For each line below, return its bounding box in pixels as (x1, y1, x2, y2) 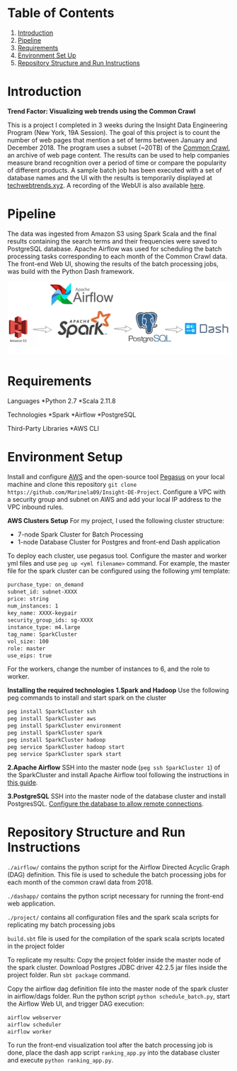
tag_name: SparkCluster (7, 631, 78, 638)
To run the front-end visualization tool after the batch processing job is (7, 1040, 214, 1049)
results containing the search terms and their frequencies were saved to (7, 236, 218, 246)
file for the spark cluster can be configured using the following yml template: (7, 566, 231, 576)
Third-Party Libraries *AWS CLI (7, 424, 100, 433)
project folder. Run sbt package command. (7, 970, 131, 979)
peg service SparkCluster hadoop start (7, 744, 125, 751)
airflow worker (7, 1028, 52, 1036)
